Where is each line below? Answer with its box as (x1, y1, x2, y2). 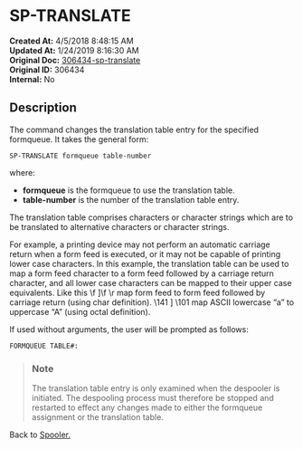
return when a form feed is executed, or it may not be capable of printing (9, 248, 281, 259)
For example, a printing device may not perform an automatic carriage (9, 239, 271, 250)
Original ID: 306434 (9, 64, 85, 75)
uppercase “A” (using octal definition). (9, 306, 151, 317)
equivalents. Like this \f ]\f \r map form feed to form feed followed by (9, 287, 266, 298)
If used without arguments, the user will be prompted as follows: (9, 323, 249, 335)
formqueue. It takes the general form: (9, 133, 149, 145)
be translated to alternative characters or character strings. (9, 221, 230, 232)
